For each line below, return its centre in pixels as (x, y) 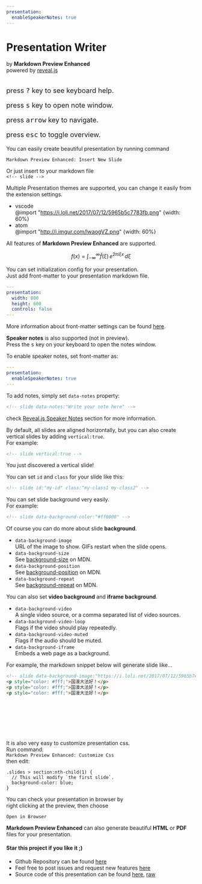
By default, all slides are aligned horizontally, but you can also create (91, 430)
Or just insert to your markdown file (50, 171)
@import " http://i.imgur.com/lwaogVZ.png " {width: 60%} (85, 232)
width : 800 (25, 298)
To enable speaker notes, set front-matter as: (62, 356)
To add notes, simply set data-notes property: (63, 395)
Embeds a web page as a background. (63, 653)
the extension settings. (35, 194)
